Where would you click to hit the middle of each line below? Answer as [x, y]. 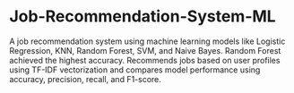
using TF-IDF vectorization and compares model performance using [135, 70]
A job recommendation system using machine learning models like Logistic [147, 41]
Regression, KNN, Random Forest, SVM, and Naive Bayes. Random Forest [145, 50]
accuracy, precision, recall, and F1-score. [85, 79]
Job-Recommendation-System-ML [143, 17]
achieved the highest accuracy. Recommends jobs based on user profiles [145, 60]
